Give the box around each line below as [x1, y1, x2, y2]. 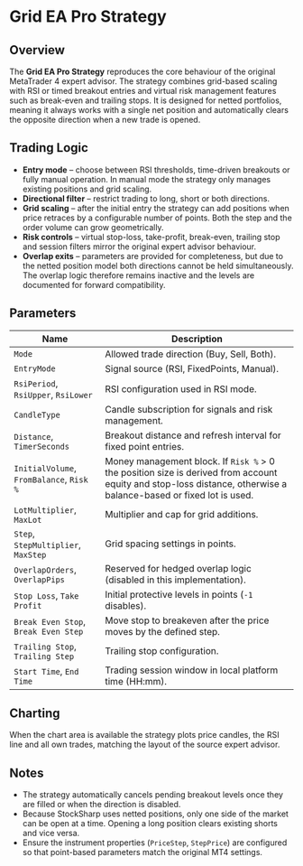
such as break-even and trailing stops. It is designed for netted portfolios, [9, 95, 282, 106]
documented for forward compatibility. [22, 279, 166, 290]
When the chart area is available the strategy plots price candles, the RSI [9, 730, 280, 740]
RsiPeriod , [14, 377, 59, 389]
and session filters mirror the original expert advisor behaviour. [22, 241, 257, 252]
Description [170, 332, 223, 345]
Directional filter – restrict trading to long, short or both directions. [22, 192, 271, 204]
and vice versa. [22, 828, 80, 839]
